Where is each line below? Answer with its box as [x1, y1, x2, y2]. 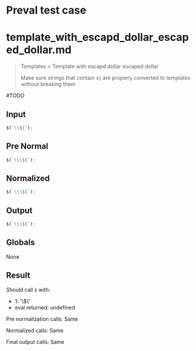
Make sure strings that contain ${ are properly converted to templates [20, 75, 191, 82]
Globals [6, 237, 35, 247]
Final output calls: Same [6, 338, 65, 345]
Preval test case [6, 4, 87, 17]
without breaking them [20, 80, 76, 88]
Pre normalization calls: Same [6, 315, 79, 323]
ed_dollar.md [6, 43, 72, 57]
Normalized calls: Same [6, 327, 64, 334]
